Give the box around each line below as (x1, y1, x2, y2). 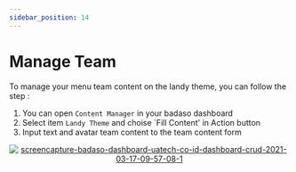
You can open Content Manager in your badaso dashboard (21, 108, 234, 119)
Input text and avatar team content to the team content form (21, 127, 242, 137)
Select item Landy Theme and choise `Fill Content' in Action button (21, 117, 260, 127)
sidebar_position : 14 (9, 12, 90, 22)
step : (9, 90, 30, 101)
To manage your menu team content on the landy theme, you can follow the (9, 81, 287, 92)
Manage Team (9, 51, 117, 71)
